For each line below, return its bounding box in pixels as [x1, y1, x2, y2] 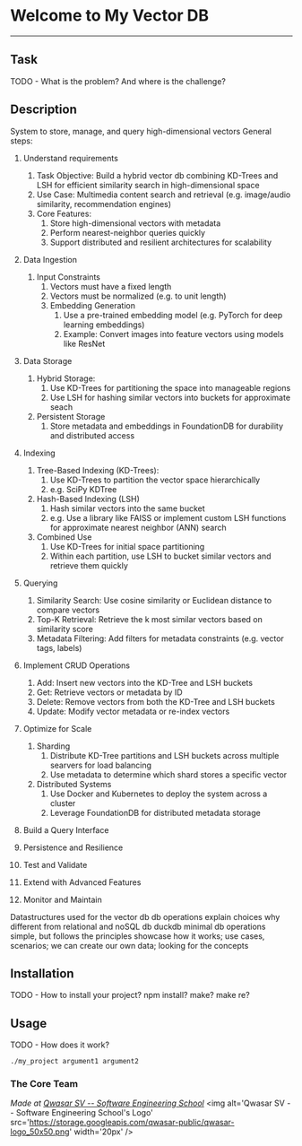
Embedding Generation [49, 300, 135, 310]
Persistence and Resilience [22, 842, 124, 853]
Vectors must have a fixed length [49, 281, 172, 291]
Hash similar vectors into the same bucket [49, 503, 205, 514]
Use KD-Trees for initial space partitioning [49, 541, 205, 551]
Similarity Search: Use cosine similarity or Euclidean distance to [36, 595, 272, 605]
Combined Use [36, 531, 92, 543]
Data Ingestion [22, 254, 78, 265]
